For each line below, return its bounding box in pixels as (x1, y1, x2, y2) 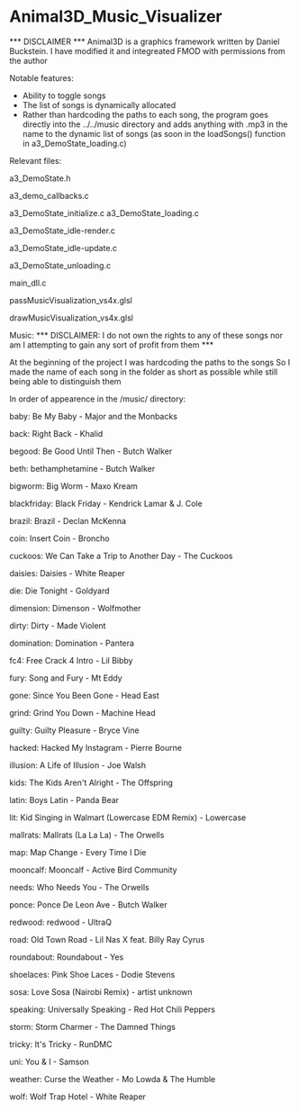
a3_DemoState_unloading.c (9, 259, 111, 271)
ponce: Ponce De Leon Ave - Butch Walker (9, 899, 168, 910)
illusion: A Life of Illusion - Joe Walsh (9, 759, 147, 771)
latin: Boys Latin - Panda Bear (9, 794, 120, 805)
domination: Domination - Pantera (9, 637, 135, 648)
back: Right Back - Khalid (9, 428, 104, 438)
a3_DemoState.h (9, 173, 71, 184)
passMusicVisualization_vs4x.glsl (9, 294, 132, 305)
